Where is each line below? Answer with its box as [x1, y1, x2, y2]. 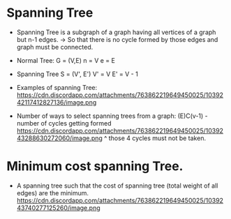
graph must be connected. [16, 43, 94, 51]
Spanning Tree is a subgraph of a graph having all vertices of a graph [16, 28, 216, 36]
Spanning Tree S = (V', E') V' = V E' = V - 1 [16, 70, 139, 78]
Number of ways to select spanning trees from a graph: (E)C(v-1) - [16, 112, 209, 120]
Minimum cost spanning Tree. [6, 158, 184, 174]
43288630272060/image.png [16, 134, 103, 142]
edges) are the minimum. [16, 188, 89, 197]
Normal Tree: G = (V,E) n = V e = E [16, 56, 116, 64]
